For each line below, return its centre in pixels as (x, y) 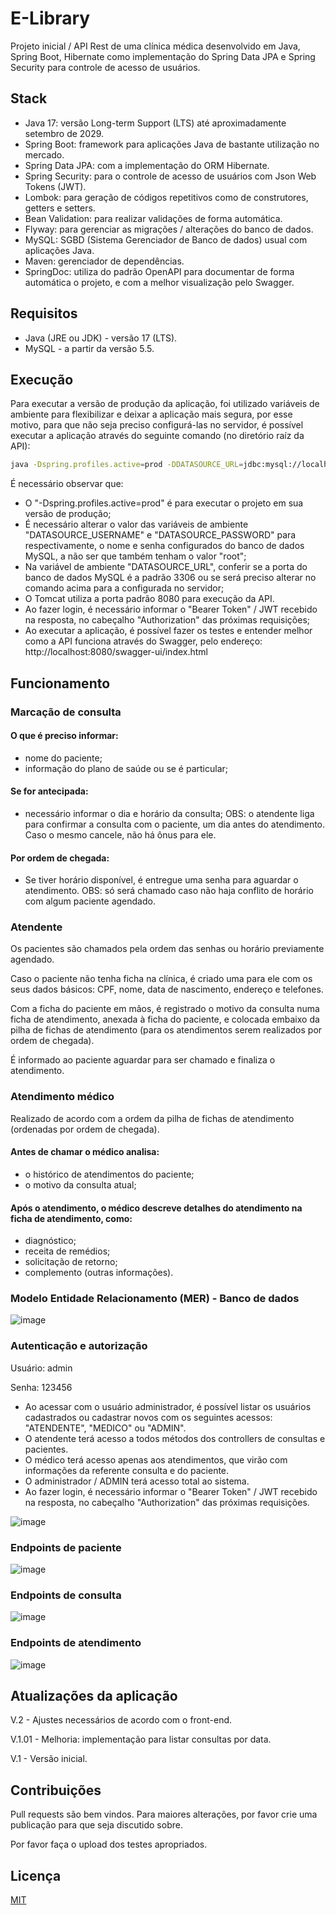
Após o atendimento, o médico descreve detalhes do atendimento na (156, 1208)
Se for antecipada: (49, 791)
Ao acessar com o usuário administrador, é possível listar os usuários (168, 1406)
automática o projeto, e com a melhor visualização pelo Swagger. (159, 282)
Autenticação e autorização (79, 1346)
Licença (36, 1875)
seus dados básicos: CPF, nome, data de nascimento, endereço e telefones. (167, 989)
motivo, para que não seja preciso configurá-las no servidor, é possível (157, 425)
